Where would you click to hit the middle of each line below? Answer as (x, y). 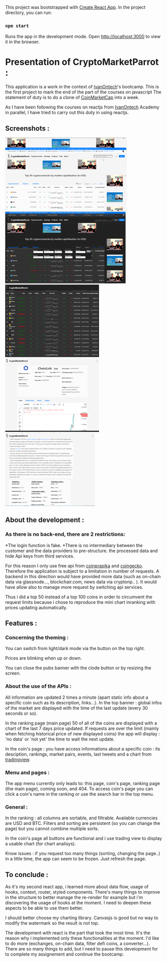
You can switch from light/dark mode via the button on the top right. (75, 649)
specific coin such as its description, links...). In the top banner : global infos (83, 702)
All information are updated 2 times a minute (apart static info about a (77, 697)
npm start (17, 26)
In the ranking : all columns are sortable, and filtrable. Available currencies (81, 818)
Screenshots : (27, 128)
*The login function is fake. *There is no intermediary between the (74, 545)
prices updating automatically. (36, 607)
